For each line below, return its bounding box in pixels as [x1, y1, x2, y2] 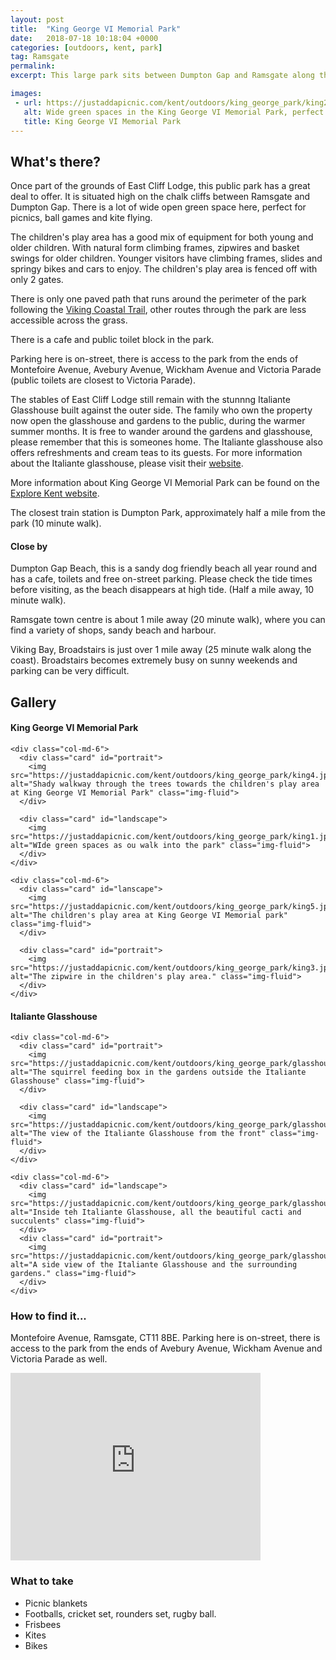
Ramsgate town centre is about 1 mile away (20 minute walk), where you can [10, 614, 326, 626]
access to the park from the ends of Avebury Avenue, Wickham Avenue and [10, 1342, 323, 1355]
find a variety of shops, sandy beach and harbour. [10, 624, 217, 636]
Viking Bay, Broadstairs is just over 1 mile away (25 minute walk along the [10, 644, 312, 656]
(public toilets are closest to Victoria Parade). [10, 374, 196, 386]
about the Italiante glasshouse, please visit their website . [10, 457, 244, 470]
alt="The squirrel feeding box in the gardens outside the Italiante [10, 1067, 307, 1078]
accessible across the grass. [10, 314, 128, 326]
